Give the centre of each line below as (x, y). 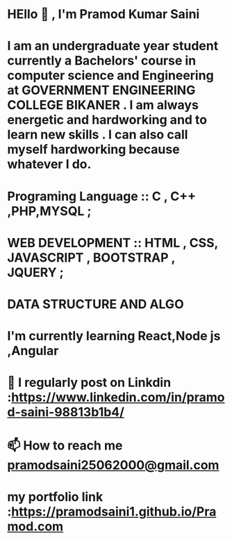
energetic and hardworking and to (107, 120)
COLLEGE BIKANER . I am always (103, 105)
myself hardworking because (93, 150)
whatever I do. (49, 165)
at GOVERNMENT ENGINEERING (101, 90)
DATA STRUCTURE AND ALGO (96, 304)
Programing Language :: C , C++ (102, 196)
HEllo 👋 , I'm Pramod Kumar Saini (103, 14)
